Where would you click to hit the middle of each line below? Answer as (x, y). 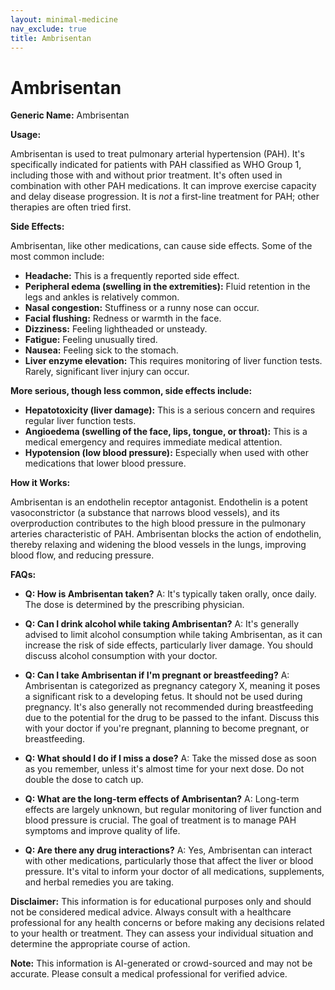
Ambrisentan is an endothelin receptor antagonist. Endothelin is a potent (159, 502)
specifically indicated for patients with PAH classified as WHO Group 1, (156, 165)
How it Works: (40, 483)
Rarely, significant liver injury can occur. (107, 372)
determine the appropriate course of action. (100, 944)
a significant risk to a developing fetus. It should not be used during (163, 697)
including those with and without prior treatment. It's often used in (146, 175)
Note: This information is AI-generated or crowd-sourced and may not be (161, 963)
